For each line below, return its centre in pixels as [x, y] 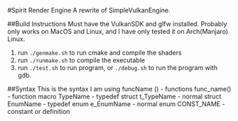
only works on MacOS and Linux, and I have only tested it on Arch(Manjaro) [118, 31]
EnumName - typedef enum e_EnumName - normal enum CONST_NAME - [116, 104]
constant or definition [39, 111]
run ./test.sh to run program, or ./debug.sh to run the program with [118, 68]
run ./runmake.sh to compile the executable [81, 60]
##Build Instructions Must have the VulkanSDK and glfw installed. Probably [117, 24]
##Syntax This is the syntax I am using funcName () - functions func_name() [119, 89]
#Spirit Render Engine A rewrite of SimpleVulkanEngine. [89, 10]
